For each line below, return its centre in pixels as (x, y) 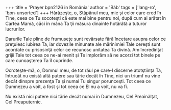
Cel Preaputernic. (24, 102)
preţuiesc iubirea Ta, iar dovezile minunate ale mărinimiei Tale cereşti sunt (83, 44)
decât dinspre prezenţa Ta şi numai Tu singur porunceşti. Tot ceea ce (78, 81)
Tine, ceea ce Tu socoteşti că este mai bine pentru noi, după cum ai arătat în (86, 18)
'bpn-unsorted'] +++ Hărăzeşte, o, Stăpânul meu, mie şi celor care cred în (83, 13)
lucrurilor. (15, 29)
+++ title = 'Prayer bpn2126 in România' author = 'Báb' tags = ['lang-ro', (81, 7)
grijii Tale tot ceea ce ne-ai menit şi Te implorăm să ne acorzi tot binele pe (83, 55)
